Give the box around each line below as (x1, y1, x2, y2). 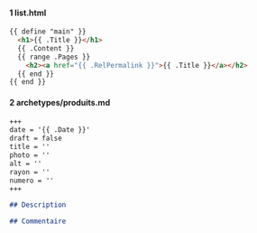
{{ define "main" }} (9, 27, 87, 36)
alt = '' (9, 159, 42, 168)
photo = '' (9, 151, 50, 160)
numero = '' (9, 176, 54, 185)
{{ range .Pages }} (17, 52, 91, 61)
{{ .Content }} (17, 43, 75, 53)
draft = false (9, 134, 63, 144)
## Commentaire (9, 217, 67, 226)
